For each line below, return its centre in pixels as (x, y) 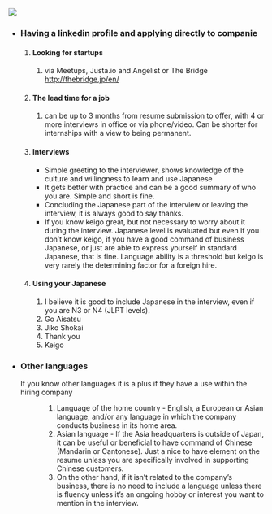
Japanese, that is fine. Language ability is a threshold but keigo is (154, 256)
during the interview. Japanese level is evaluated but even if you (152, 230)
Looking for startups (67, 52)
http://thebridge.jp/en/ (82, 79)
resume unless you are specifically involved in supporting (153, 460)
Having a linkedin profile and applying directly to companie (139, 33)
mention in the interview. (98, 503)
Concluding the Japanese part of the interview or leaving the (146, 204)
